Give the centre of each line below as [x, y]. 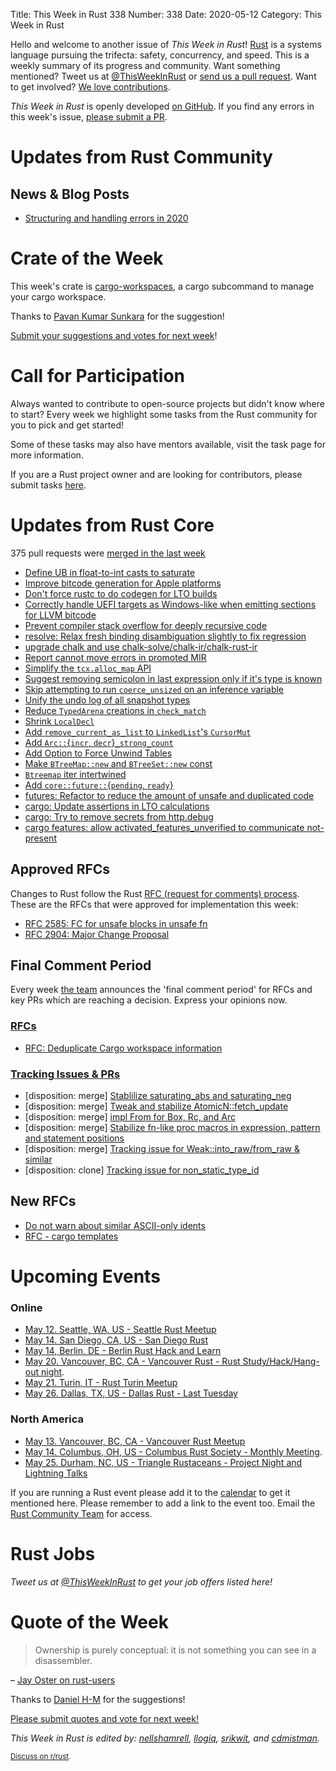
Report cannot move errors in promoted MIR [115, 657]
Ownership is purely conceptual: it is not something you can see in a [175, 1650]
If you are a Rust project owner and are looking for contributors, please [156, 474]
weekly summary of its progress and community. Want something [145, 65]
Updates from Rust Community [141, 157]
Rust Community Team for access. [81, 1513]
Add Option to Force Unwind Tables [98, 753]
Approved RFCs [60, 869]
